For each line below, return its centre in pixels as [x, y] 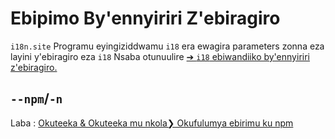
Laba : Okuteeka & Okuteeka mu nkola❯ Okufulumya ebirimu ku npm [152, 123]
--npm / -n [36, 98]
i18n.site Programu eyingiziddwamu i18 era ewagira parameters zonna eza [167, 46]
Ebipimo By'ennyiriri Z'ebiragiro [145, 18]
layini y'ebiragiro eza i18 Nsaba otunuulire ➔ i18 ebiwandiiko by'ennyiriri [160, 56]
